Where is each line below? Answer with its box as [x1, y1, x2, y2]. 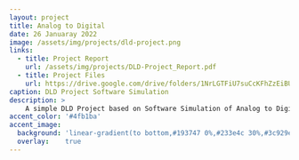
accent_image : [9, 121, 62, 130]
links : [9, 46, 34, 55]
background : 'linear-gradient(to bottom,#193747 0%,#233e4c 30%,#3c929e [17, 129, 293, 138]
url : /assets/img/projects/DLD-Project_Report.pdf [25, 63, 217, 72]
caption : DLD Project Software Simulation [9, 87, 169, 96]
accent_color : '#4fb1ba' [9, 112, 101, 121]
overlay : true [17, 137, 82, 146]
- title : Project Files [17, 71, 105, 80]
